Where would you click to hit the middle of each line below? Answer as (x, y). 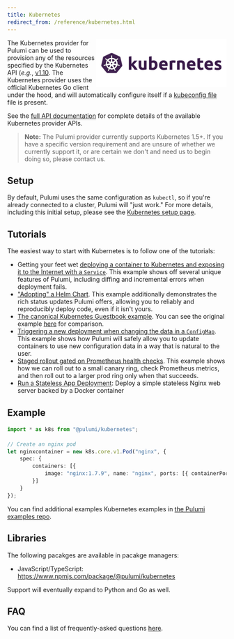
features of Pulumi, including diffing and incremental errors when (111, 280)
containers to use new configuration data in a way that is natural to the (118, 346)
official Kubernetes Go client (48, 87)
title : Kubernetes (34, 15)
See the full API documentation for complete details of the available (104, 116)
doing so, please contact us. (65, 159)
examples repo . (30, 516)
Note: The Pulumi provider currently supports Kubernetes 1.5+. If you (124, 137)
